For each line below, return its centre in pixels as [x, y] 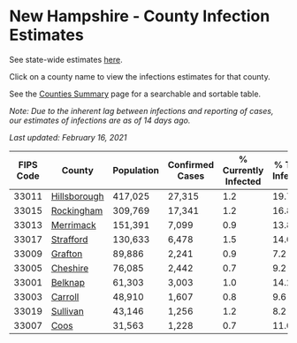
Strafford [69, 239]
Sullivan [67, 311]
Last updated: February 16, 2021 [68, 137]
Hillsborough [77, 196]
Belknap [68, 282]
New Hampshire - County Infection [140, 16]
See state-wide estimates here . [66, 59]
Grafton [67, 254]
